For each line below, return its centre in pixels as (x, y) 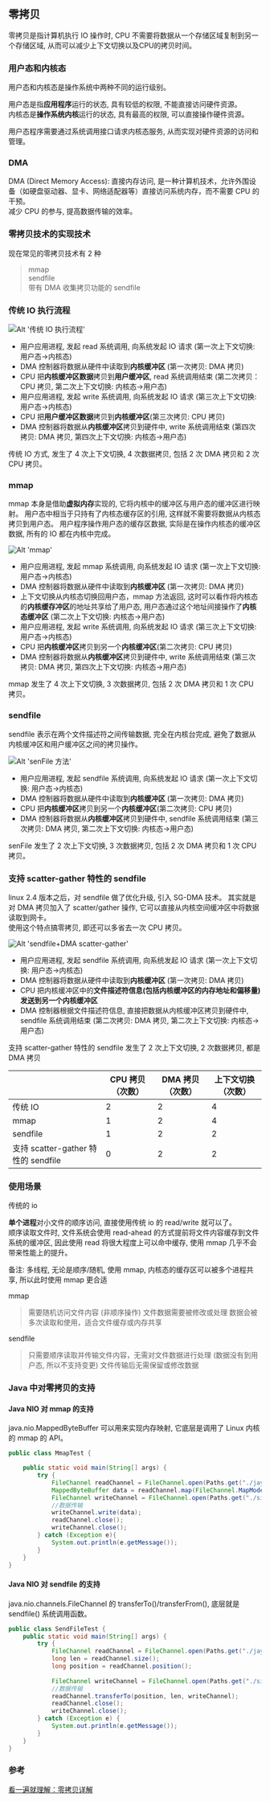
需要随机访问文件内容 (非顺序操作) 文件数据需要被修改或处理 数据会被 (143, 1313)
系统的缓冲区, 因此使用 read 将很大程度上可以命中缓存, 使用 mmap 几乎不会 (133, 1243)
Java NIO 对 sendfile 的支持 (54, 1584)
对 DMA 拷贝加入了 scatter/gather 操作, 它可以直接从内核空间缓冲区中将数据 (134, 907)
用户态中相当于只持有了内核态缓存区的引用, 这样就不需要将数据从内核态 (142, 514)
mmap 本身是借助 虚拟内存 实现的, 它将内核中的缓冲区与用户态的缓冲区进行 (131, 504)
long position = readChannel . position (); (122, 1666)
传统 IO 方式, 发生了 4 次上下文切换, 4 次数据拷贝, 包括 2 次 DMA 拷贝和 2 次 (134, 454)
